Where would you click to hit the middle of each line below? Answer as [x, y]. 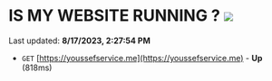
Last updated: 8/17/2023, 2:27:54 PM [79, 40]
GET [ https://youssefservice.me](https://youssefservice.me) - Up [142, 58]
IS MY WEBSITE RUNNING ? [115, 16]
